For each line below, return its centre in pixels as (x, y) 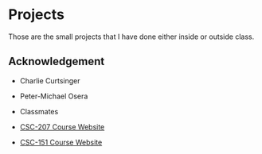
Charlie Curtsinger (50, 80)
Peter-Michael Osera (54, 96)
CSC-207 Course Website (62, 127)
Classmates (39, 111)
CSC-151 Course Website (61, 142)
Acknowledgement (57, 62)
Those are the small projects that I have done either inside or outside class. (131, 37)
